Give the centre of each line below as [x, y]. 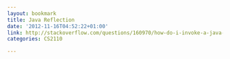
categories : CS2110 [35, 39]
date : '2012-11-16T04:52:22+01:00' [58, 26]
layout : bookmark [32, 13]
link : [15, 33]
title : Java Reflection [41, 20]
